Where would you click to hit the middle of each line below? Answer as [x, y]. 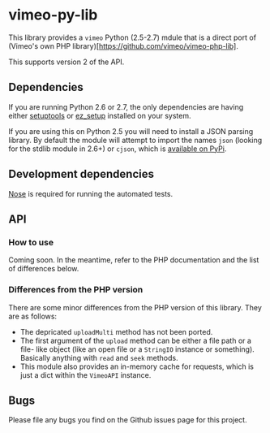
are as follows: [33, 316]
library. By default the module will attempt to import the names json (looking [135, 140]
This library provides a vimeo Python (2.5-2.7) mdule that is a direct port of [133, 37]
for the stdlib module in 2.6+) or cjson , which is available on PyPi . [118, 149]
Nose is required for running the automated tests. [90, 193]
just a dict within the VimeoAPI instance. [86, 375]
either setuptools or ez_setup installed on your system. [100, 115]
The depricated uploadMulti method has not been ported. [116, 331]
